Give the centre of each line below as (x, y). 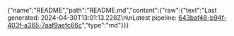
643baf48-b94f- (202, 18)
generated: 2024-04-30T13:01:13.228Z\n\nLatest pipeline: (92, 18)
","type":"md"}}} (105, 25)
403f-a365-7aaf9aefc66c (45, 25)
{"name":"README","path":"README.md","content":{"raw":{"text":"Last (112, 10)
